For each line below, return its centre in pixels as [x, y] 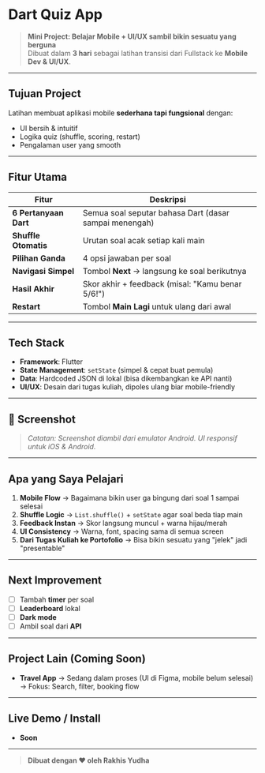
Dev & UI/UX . [49, 62]
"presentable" [42, 548]
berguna [42, 44]
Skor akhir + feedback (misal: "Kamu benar [162, 283]
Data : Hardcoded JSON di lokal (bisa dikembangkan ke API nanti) [126, 379]
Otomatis [30, 245]
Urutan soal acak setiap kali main [144, 240]
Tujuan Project [45, 94]
